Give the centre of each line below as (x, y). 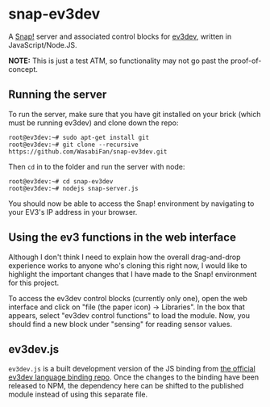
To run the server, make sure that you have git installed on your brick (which (135, 114)
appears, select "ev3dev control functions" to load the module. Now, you (129, 315)
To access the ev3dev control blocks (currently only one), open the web (128, 298)
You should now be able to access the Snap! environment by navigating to (131, 203)
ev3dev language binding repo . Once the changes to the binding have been (134, 377)
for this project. (34, 283)
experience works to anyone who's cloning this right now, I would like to (128, 265)
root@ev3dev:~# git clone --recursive (73, 145)
